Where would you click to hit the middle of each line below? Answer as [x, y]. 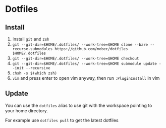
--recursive [38, 68]
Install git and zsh [31, 39]
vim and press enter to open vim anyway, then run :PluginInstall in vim [86, 78]
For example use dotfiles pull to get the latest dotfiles [62, 120]
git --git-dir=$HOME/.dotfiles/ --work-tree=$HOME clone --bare [80, 45]
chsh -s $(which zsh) [34, 73]
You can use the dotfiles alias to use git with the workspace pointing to [79, 105]
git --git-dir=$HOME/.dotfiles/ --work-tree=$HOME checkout [76, 59]
